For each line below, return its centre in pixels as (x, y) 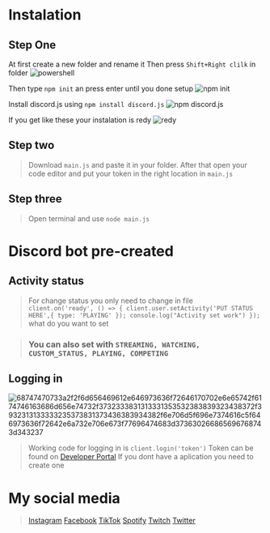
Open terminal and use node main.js (89, 218)
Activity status (46, 281)
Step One (32, 45)
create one (46, 465)
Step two (32, 145)
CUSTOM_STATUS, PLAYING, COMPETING (98, 353)
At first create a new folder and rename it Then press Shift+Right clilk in (132, 64)
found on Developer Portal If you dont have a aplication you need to (141, 457)
